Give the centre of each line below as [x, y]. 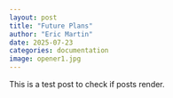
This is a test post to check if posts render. [87, 84]
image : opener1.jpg [45, 59]
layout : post [33, 17]
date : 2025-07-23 [41, 42]
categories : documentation [59, 51]
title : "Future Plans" [51, 26]
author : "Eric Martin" [51, 34]
